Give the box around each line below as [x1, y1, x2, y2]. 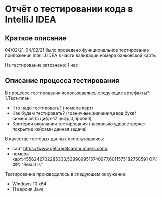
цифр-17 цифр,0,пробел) [40, 115, 92, 121]
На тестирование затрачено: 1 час [5, 62, 78, 68]
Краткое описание [5, 34, 66, 42]
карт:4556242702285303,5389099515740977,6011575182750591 [12, 156, 148, 162]
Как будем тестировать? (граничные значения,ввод [12, 110, 124, 116]
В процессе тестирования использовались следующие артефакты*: [5, 90, 151, 96]
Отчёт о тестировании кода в [5, 3, 133, 15]
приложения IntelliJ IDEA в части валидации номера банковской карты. [5, 52, 158, 58]
